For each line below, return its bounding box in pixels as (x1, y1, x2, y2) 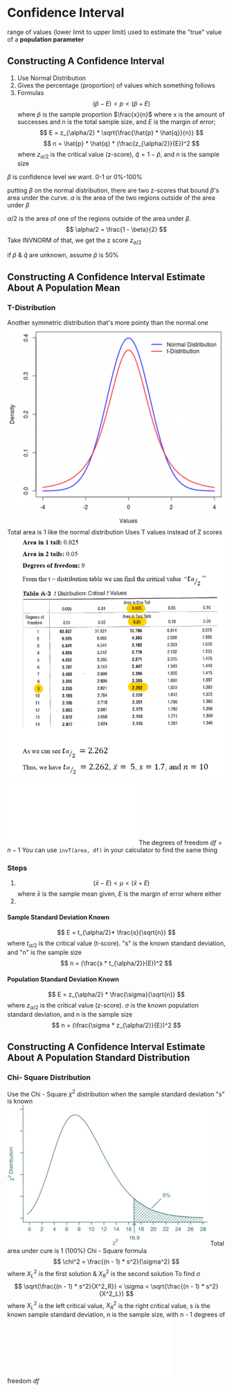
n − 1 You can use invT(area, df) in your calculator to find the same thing (7, 845, 218, 854)
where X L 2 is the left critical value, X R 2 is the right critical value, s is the (7, 1300, 211, 1312)
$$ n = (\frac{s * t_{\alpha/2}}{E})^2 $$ (60, 959, 172, 967)
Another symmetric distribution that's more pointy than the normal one (7, 319, 209, 327)
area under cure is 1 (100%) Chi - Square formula (7, 1247, 147, 1255)
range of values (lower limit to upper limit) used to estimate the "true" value (7, 28, 222, 36)
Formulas (17, 88, 44, 96)
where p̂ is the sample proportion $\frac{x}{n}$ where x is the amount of (17, 110, 225, 119)
